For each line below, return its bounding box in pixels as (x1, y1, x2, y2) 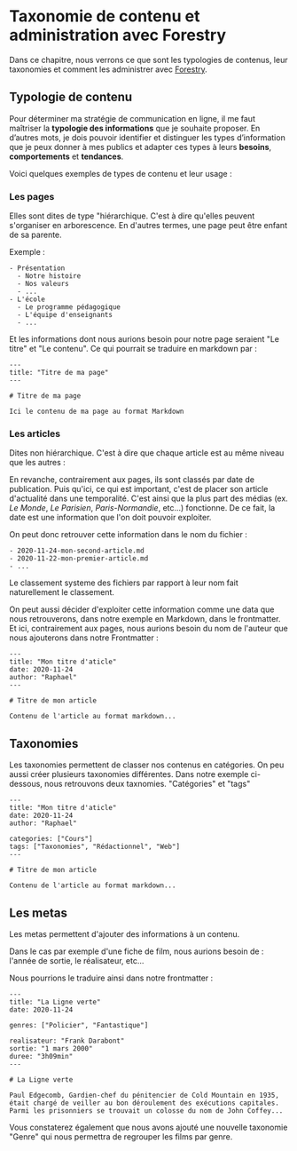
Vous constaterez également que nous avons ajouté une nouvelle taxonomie (9, 1122, 288, 1132)
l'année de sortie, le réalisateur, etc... (9, 955, 145, 965)
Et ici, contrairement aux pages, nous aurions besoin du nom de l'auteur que (9, 623, 288, 634)
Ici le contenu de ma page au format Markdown (9, 407, 184, 417)
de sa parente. (9, 229, 62, 241)
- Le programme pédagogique (17, 303, 121, 312)
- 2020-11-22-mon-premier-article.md (9, 554, 149, 563)
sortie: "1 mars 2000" (9, 1044, 93, 1053)
